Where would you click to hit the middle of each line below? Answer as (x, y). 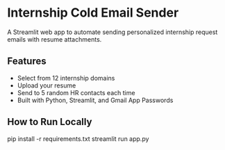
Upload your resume (47, 85)
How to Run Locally (50, 122)
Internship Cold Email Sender (93, 13)
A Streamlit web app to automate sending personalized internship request (112, 32)
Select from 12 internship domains (66, 78)
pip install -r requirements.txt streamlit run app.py (78, 139)
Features (27, 61)
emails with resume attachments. (55, 39)
